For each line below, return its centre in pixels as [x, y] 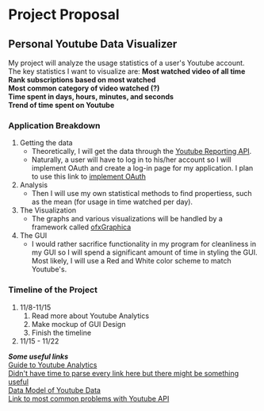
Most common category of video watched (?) [84, 88]
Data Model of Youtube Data [55, 390]
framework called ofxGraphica [81, 227]
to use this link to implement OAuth [89, 177]
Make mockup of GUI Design [78, 324]
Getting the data [46, 143]
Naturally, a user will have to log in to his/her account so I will [131, 159]
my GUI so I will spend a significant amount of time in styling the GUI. [144, 252]
